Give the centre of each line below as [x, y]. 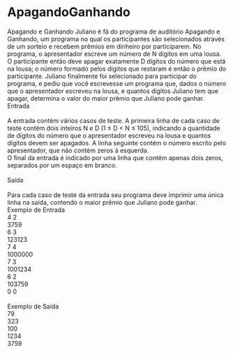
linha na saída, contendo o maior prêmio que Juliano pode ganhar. [102, 202]
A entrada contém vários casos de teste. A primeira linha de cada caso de [113, 120]
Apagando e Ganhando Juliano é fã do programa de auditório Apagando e [114, 31]
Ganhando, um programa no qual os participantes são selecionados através [116, 38]
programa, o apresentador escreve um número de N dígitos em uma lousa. [114, 54]
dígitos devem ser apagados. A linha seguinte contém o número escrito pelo [117, 143]
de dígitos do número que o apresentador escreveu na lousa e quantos [109, 135]
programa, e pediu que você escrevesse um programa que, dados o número [117, 83]
